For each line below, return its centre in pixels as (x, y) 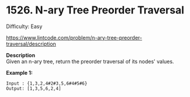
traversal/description (31, 44)
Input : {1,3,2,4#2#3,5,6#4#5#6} (47, 83)
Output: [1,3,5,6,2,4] (34, 88)
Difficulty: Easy (24, 26)
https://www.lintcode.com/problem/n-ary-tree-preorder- (74, 37)
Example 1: (20, 72)
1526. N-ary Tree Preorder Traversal (95, 10)
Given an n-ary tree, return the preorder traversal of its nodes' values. (90, 61)
